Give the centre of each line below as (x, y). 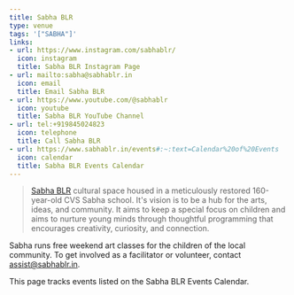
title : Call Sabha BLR (59, 141)
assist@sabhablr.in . (45, 264)
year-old (46, 200)
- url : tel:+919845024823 (57, 125)
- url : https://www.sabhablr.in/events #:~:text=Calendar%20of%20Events (144, 149)
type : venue (31, 26)
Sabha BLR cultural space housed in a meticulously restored (140, 190)
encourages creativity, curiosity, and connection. (120, 229)
